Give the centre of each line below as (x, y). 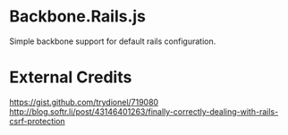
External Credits (71, 77)
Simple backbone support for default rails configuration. (113, 41)
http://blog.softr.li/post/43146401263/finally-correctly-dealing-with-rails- (144, 111)
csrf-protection (37, 121)
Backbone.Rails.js (77, 17)
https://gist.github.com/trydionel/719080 (84, 102)
